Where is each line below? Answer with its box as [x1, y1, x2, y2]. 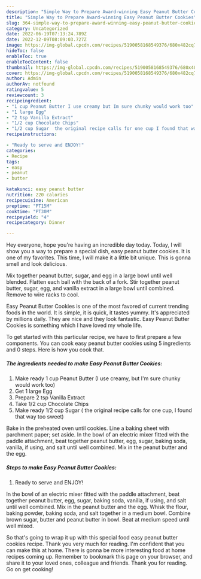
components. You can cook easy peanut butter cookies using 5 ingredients [6, 339, 191, 347]
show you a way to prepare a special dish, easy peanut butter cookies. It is [6, 248, 190, 255]
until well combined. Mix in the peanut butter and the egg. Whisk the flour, [6, 504, 188, 511]
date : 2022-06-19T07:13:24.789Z [6, 31, 87, 37]
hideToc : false [6, 48, 44, 54]
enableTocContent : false [6, 59, 68, 65]
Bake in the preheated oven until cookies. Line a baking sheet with [6, 425, 169, 432]
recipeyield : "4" [6, 214, 50, 220]
